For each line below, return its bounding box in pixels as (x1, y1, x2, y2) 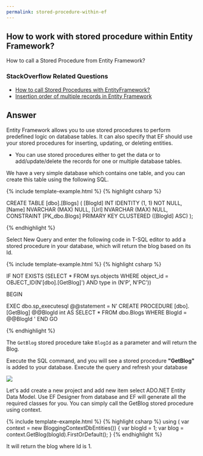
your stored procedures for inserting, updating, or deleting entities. (6, 139, 173, 147)
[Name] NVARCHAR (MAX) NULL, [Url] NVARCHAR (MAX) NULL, (6, 206, 168, 213)
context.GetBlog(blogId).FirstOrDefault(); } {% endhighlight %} (6, 430, 162, 438)
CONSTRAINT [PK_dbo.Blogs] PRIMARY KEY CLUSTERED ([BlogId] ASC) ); (6, 212, 193, 219)
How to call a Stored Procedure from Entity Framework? (6, 57, 145, 64)
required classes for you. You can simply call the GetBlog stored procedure (6, 399, 194, 407)
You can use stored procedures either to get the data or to (15, 151, 161, 158)
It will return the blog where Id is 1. (6, 442, 92, 450)
